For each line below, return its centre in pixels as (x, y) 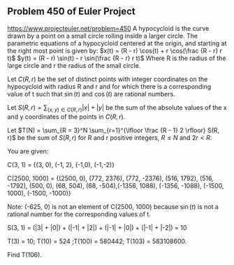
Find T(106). (24, 255)
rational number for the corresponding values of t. (79, 214)
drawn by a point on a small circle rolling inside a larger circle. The (102, 36)
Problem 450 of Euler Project (72, 12)
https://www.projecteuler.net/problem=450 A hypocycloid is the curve (108, 28)
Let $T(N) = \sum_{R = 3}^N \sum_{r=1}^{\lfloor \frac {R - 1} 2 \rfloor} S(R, (114, 130)
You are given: (28, 151)
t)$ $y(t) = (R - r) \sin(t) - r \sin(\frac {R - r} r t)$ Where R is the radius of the (117, 58)
